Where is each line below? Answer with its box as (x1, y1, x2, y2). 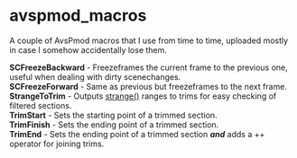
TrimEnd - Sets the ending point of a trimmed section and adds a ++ (9, 128, 265, 139)
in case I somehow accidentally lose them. (9, 44, 167, 55)
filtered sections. (9, 100, 72, 110)
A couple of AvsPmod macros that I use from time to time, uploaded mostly (9, 35, 289, 46)
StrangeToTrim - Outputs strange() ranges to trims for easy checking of (9, 91, 277, 101)
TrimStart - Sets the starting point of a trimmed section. (9, 110, 218, 120)
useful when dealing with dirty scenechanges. (9, 71, 181, 82)
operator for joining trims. (9, 138, 105, 149)
